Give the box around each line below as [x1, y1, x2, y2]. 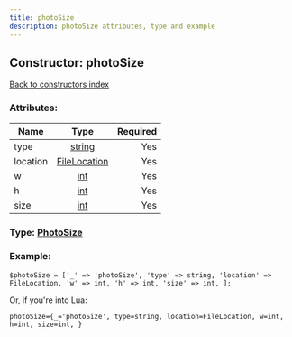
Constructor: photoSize [9, 55, 144, 70]
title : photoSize [9, 13, 75, 23]
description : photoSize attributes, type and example [9, 22, 216, 31]
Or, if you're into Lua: [9, 295, 87, 305]
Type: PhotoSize [9, 226, 83, 239]
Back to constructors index [9, 79, 110, 90]
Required [116, 125, 158, 137]
